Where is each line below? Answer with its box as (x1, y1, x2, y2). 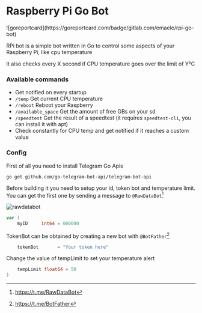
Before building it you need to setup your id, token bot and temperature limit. (6, 184, 195, 192)
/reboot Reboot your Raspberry (14, 102, 93, 109)
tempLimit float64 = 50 (17, 266, 77, 273)
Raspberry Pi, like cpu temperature (6, 48, 93, 55)
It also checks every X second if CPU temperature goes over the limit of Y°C (6, 60, 195, 67)
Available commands (6, 75, 69, 84)
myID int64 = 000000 (17, 220, 79, 226)
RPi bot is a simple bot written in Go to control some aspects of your (6, 42, 175, 49)
